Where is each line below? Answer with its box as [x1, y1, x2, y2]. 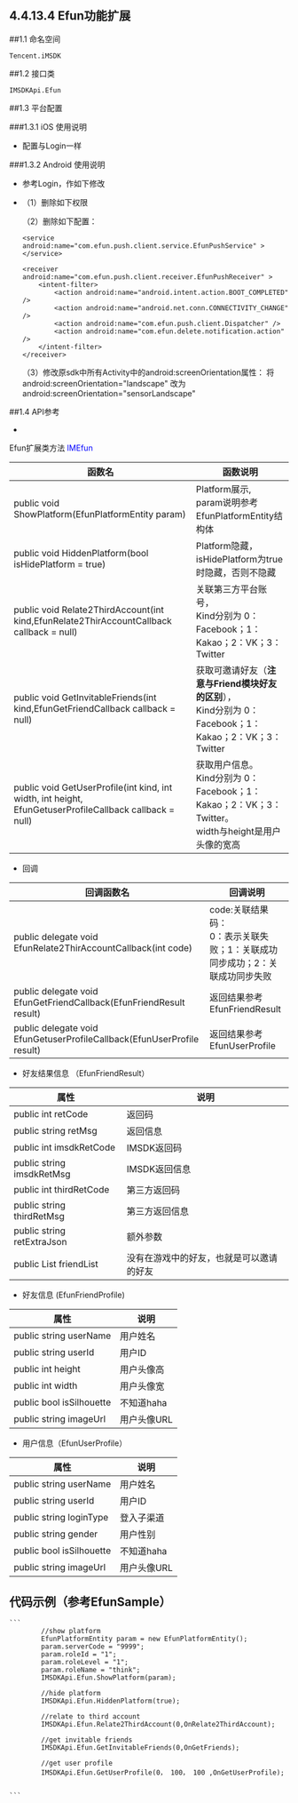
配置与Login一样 [21, 140, 82, 151]
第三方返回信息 [126, 1205, 189, 1217]
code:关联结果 [209, 903, 269, 915]
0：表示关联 [209, 929, 260, 942]
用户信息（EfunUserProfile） [21, 1438, 127, 1448]
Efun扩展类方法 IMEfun [9, 443, 93, 453]
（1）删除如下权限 [21, 196, 89, 207]
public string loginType [13, 1511, 109, 1523]
